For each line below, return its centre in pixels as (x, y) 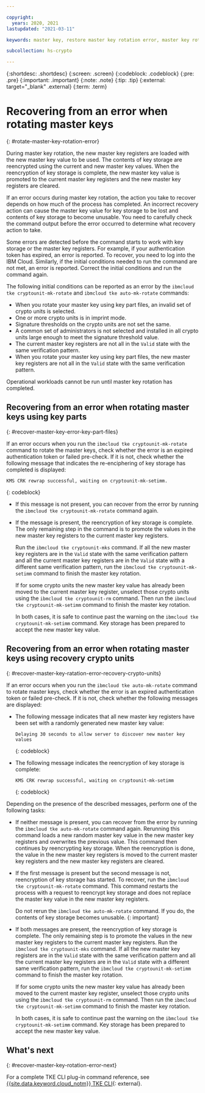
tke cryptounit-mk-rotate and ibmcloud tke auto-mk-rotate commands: (98, 293)
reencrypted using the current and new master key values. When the (93, 167)
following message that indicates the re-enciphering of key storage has (96, 463)
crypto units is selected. (45, 311)
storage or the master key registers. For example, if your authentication (95, 249)
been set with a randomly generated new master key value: (90, 723)
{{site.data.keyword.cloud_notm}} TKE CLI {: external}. (74, 1083)
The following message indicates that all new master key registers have (105, 716)
